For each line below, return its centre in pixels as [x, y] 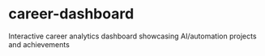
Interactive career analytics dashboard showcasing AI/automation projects [132, 36]
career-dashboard [71, 14]
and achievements [39, 44]
